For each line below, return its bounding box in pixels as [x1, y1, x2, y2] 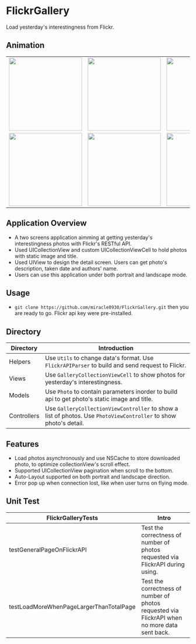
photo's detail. [44, 419, 85, 427]
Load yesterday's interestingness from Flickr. [6, 23, 115, 30]
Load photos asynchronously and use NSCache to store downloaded [14, 455, 180, 461]
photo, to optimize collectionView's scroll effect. [14, 461, 130, 468]
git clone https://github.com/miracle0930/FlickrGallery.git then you [14, 303, 189, 311]
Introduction [98, 344, 134, 352]
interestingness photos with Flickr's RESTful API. [14, 240, 132, 247]
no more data [141, 621, 178, 629]
